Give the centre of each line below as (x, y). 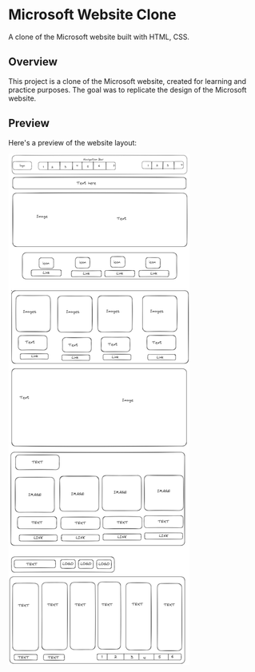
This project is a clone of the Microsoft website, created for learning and (127, 81)
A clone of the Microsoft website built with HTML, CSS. (99, 37)
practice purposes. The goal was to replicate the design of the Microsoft (127, 89)
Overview (33, 62)
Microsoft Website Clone (92, 15)
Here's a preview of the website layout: (73, 142)
